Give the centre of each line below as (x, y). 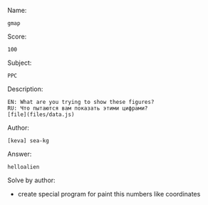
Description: (25, 89)
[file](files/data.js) (41, 115)
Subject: (20, 63)
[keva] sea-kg (28, 141)
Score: (17, 36)
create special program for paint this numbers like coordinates (109, 194)
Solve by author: (31, 180)
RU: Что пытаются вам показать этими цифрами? (78, 108)
